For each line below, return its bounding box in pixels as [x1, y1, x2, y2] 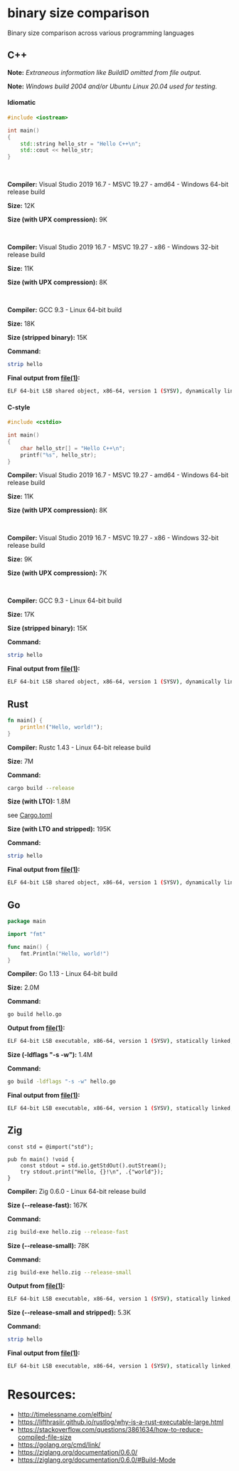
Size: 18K [7, 319, 36, 328]
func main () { [7, 943, 50, 950]
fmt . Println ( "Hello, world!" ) [20, 950, 110, 957]
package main [7, 918, 46, 925]
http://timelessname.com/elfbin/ [17, 1410, 112, 1419]
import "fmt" [7, 930, 46, 937]
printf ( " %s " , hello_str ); [20, 451, 97, 459]
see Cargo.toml [7, 811, 53, 820]
